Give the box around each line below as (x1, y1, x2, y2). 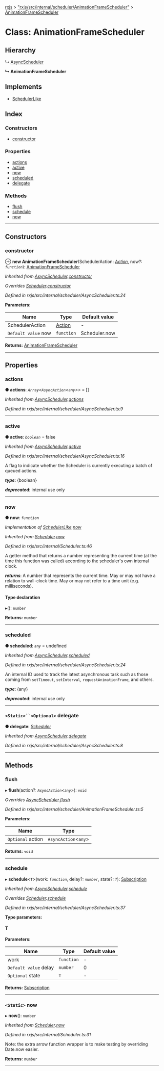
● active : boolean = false (5, 434, 56, 440)
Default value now (7, 330, 51, 337)
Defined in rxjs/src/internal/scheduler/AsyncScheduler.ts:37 (5, 905, 125, 911)
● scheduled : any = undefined (5, 643, 67, 649)
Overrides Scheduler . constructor (5, 283, 71, 288)
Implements (5, 83, 42, 91)
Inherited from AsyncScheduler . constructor (5, 273, 92, 279)
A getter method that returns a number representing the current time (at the (5, 553, 157, 559)
